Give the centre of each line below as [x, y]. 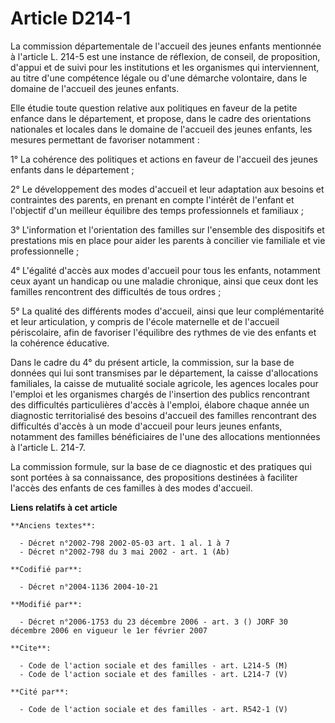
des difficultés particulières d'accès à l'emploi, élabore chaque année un [160, 404]
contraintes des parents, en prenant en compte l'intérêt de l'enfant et [152, 199]
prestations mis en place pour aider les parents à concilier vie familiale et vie [168, 240]
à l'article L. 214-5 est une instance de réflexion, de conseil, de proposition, [165, 56]
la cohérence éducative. [60, 343]
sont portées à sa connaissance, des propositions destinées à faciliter [154, 477]
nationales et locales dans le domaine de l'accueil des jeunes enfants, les [161, 129]
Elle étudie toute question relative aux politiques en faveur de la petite [154, 108]
